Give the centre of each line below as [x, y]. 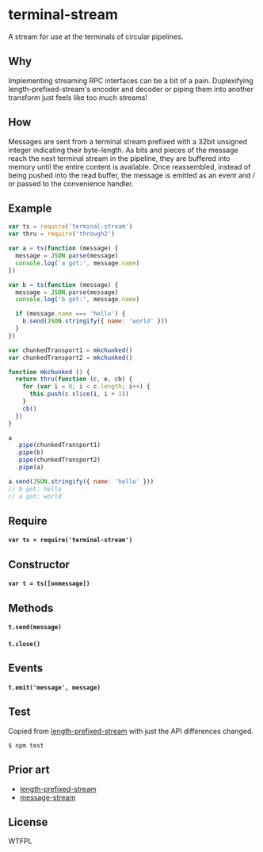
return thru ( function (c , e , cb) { [74, 379]
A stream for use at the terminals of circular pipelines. [96, 36]
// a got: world [35, 496]
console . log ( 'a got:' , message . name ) [78, 263]
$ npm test [26, 745]
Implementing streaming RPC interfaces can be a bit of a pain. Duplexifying [131, 80]
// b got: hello [35, 489]
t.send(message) [35, 628]
